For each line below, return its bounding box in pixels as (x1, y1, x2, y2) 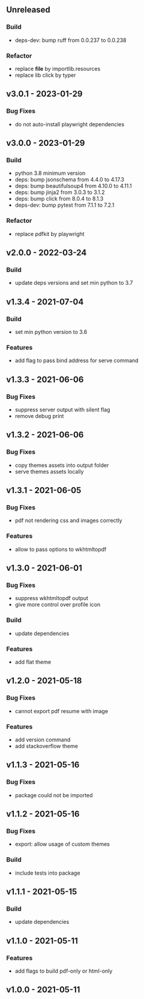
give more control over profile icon (14, 601, 101, 609)
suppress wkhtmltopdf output (14, 595, 89, 602)
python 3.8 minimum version (14, 169, 86, 177)
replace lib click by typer (14, 71, 76, 79)
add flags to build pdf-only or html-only (14, 967, 113, 974)
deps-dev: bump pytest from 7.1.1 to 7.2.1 (14, 201, 115, 209)
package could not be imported (14, 791, 93, 798)
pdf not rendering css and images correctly (14, 517, 122, 524)
